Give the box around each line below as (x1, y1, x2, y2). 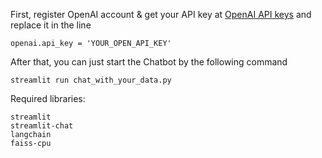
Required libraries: (10, 93, 86, 104)
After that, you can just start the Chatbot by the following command (10, 56, 288, 68)
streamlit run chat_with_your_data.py (10, 75, 172, 85)
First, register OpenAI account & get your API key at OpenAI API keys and (10, 9, 312, 20)
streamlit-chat (10, 121, 74, 131)
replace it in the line (10, 19, 92, 31)
